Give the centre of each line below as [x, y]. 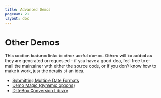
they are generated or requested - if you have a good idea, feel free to [75, 61]
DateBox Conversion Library [40, 91]
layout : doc [17, 18]
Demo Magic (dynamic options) [43, 85]
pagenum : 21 [17, 14]
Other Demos [32, 42]
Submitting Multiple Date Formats [45, 81]
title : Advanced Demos [28, 9]
